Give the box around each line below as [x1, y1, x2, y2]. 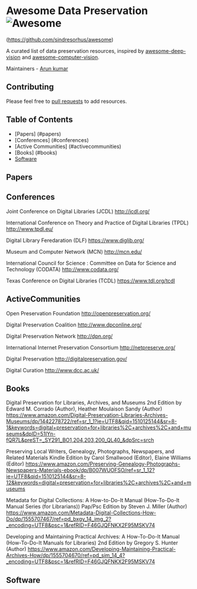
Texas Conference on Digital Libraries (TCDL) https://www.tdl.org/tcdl [6, 277, 175, 284]
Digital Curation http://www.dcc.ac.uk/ [6, 366, 99, 373]
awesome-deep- [145, 47, 186, 54]
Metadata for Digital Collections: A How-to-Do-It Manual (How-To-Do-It [6, 497, 180, 504]
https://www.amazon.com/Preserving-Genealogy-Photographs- [25, 460, 181, 467]
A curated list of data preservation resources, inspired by [6, 47, 144, 54]
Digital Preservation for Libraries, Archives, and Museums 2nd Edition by [6, 399, 182, 406]
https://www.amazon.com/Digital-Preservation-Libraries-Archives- [6, 412, 168, 419]
